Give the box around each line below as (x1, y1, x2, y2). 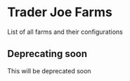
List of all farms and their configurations (7, 27, 123, 36)
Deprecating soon (7, 48, 88, 60)
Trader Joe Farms (7, 4, 112, 20)
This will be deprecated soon (7, 66, 91, 75)
